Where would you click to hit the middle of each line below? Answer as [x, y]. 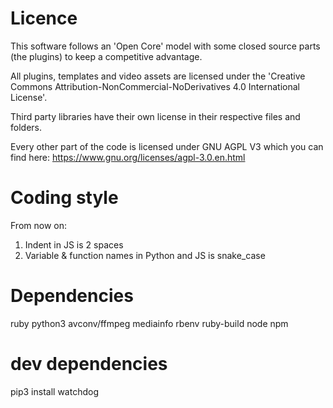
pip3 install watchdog [54, 391]
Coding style [64, 198]
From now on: [38, 225]
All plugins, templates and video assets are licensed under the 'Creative [158, 76]
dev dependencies [89, 364]
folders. [26, 127]
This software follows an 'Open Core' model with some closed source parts [165, 46]
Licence [44, 18]
